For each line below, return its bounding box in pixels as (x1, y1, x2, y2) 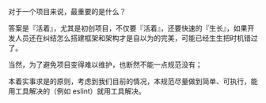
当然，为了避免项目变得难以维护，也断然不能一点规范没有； (8, 60, 203, 69)
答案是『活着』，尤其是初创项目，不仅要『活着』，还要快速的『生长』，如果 (8, 24, 248, 33)
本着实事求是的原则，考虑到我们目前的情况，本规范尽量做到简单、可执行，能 (8, 77, 258, 86)
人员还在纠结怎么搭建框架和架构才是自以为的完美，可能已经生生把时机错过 (14, 34, 258, 42)
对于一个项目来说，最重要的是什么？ (8, 7, 127, 16)
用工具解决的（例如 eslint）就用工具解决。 (8, 86, 146, 96)
